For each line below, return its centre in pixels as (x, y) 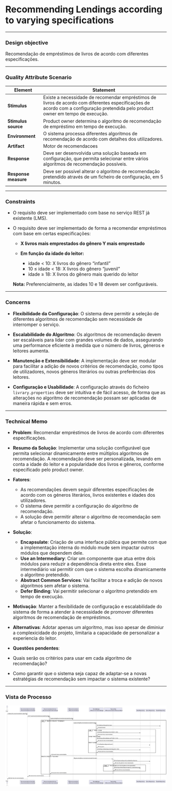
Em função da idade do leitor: (52, 253)
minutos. (52, 182)
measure (17, 179)
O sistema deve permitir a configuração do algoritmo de (79, 505)
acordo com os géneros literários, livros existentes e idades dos (88, 495)
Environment (21, 136)
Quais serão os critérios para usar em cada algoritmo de (72, 658)
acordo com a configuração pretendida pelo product (98, 108)
